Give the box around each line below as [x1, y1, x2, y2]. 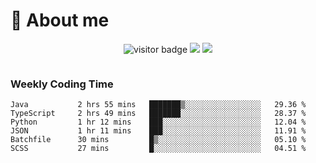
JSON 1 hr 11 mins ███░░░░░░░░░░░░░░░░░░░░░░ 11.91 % [10, 126, 307, 136]
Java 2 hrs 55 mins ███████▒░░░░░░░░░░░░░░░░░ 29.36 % [10, 100, 307, 110]
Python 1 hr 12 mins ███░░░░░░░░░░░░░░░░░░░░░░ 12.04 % [10, 117, 307, 128]
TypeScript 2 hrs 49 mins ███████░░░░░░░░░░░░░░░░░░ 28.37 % [10, 109, 307, 119]
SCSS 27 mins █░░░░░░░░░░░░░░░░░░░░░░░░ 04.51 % [10, 144, 307, 154]
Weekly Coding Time [10, 77, 114, 91]
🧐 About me [10, 9, 110, 32]
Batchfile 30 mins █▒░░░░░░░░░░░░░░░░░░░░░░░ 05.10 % [10, 135, 307, 145]
